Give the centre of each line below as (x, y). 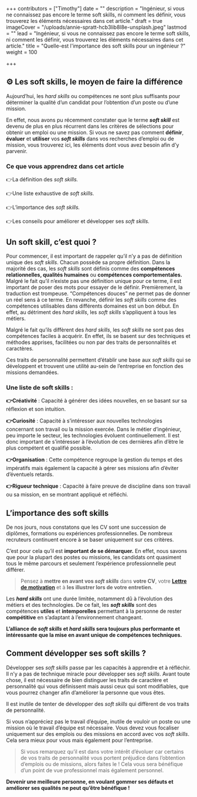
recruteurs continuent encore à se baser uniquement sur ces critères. (90, 540)
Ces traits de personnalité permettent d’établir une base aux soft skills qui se (98, 360)
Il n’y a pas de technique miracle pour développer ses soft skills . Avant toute (98, 674)
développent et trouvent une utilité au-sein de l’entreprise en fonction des (95, 366)
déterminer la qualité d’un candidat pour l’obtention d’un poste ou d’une (92, 102)
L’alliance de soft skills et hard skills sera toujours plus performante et (93, 629)
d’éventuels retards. (30, 474)
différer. (16, 570)
